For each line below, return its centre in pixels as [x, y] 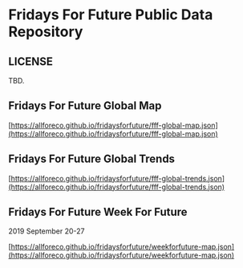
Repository [46, 32]
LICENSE [31, 61]
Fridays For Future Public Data [111, 15]
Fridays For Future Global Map [85, 106]
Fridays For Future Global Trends [91, 159]
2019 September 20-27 [47, 231]
